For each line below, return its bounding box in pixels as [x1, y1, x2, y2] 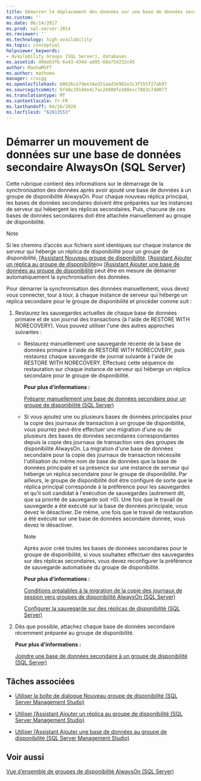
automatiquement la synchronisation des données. [6, 273, 131, 281]
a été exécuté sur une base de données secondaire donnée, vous [23, 515, 185, 522]
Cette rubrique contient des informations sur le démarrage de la [6, 180, 163, 188]
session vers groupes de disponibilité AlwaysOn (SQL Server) [23, 593, 176, 601]
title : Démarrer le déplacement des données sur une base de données [6, 8, 184, 15]
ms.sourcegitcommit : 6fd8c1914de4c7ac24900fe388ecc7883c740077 [6, 87, 167, 93]
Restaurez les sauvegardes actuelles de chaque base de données [14, 309, 178, 316]
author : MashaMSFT [6, 64, 52, 71]
